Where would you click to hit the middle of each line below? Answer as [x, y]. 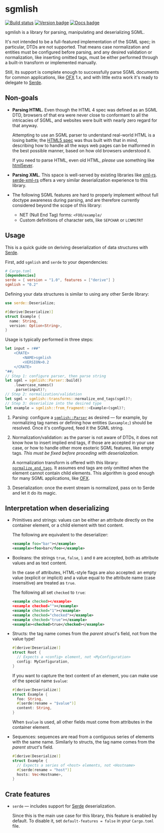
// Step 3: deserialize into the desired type [53, 403]
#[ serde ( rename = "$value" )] [47, 703]
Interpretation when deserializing [57, 508]
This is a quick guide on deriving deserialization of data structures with [77, 247]
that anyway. [25, 125]
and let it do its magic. [35, 493]
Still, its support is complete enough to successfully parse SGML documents [82, 72]
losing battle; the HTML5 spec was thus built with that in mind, [75, 140]
